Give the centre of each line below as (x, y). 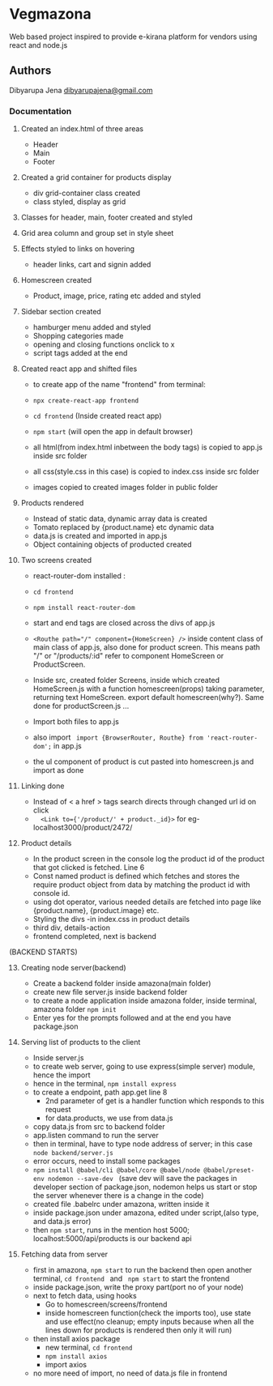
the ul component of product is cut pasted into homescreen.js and (143, 761)
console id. (51, 893)
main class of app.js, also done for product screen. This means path (147, 647)
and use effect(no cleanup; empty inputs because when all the (149, 1322)
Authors (30, 71)
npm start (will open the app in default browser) (113, 432)
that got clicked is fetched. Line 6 (89, 868)
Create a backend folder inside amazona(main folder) (122, 983)
